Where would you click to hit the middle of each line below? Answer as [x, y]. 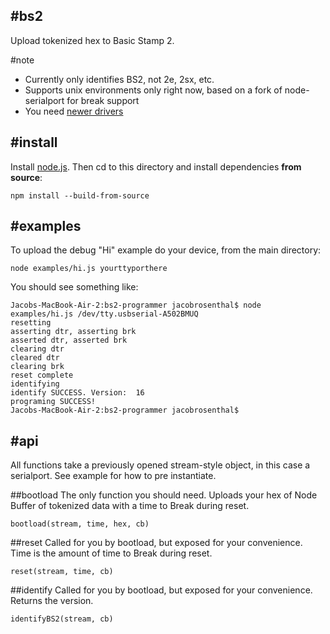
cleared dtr [35, 358]
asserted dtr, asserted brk [69, 340]
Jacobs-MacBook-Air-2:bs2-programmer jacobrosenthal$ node [136, 305]
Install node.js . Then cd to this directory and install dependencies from [156, 166]
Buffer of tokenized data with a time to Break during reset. [130, 506]
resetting [31, 323]
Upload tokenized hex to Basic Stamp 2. [92, 40]
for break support [103, 100]
